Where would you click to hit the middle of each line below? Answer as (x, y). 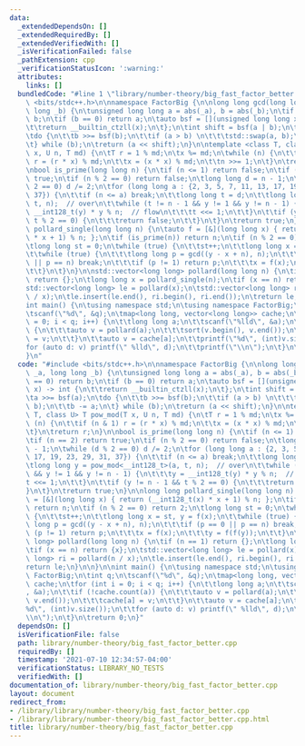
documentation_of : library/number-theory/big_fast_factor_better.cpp (144, 685)
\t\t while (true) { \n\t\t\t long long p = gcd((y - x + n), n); (148, 254)
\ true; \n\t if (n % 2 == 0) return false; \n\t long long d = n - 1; (156, 178)
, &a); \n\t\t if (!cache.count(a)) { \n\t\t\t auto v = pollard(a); (152, 592)
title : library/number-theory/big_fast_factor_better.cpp (121, 728)
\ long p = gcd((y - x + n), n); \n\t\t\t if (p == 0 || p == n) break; (162, 525)
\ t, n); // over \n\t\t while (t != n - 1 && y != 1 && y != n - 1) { (162, 204)
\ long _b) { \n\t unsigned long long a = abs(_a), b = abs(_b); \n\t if (160, 111)
